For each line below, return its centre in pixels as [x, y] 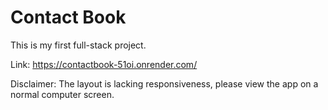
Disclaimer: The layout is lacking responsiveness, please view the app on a [164, 83]
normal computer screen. [62, 94]
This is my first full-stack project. [78, 45]
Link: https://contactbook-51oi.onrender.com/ [104, 64]
